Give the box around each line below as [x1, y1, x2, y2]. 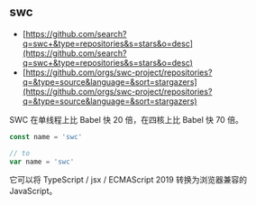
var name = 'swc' [9, 157, 75, 166]
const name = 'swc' [9, 132, 83, 141]
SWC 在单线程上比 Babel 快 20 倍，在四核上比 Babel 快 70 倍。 [9, 114, 243, 125]
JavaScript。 [9, 186, 58, 197]
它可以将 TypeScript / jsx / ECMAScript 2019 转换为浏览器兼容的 [9, 174, 248, 185]
